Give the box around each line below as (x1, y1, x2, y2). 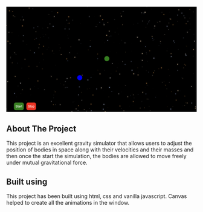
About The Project (6, 124, 77, 134)
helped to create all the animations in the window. (6, 199, 130, 207)
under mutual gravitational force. (6, 159, 88, 167)
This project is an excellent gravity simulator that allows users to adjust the (6, 140, 192, 147)
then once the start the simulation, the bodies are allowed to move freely (6, 153, 187, 160)
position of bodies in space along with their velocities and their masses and (6, 146, 194, 153)
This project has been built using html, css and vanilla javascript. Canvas (6, 193, 187, 200)
